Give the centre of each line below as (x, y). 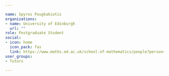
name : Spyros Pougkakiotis (33, 14)
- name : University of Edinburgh (40, 24)
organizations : (21, 19)
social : (13, 38)
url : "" (18, 28)
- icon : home (19, 43)
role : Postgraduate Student (35, 33)
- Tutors (14, 61)
